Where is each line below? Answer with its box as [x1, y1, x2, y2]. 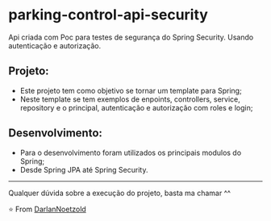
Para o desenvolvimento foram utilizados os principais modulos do [19, 148, 242, 157]
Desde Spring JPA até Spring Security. [19, 165, 148, 174]
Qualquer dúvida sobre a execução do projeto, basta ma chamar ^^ [8, 188, 231, 198]
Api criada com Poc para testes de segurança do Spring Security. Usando [8, 32, 254, 42]
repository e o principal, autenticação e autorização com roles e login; [19, 102, 253, 112]
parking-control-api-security [8, 6, 208, 24]
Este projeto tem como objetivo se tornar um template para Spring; [19, 85, 242, 95]
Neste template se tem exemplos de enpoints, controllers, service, [19, 94, 240, 104]
